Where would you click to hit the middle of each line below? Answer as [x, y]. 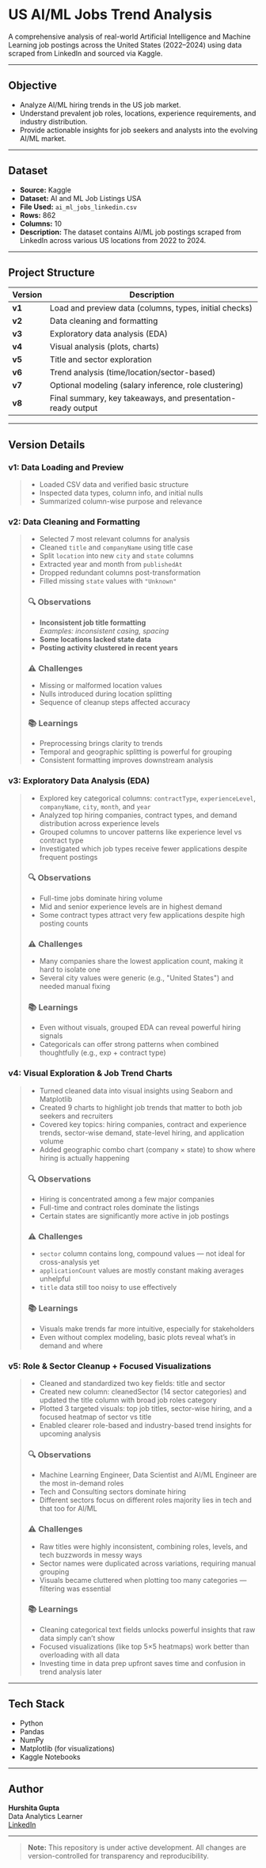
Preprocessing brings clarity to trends [101, 744]
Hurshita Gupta [34, 1808]
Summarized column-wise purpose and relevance [121, 501]
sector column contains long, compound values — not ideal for [142, 1254]
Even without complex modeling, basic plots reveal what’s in [137, 1337]
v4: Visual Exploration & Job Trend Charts [90, 1073]
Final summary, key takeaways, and [116, 398]
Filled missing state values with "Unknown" [108, 581]
